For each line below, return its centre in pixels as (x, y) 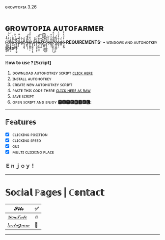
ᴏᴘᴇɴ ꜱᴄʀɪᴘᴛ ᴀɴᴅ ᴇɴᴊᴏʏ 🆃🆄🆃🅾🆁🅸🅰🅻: (52, 102)
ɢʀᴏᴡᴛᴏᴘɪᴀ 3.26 (21, 7)
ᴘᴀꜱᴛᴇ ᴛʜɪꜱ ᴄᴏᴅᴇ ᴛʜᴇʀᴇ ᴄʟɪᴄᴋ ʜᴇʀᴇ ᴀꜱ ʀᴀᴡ (51, 90)
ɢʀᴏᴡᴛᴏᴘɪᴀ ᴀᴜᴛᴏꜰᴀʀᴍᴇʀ (55, 28)
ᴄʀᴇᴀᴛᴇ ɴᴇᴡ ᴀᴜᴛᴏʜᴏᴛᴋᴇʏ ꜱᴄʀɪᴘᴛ (42, 84)
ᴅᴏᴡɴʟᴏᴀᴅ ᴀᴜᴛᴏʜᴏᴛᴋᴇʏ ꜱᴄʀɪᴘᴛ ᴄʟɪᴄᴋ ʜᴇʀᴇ (53, 73)
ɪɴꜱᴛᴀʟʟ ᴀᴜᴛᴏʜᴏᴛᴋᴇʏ (32, 79)
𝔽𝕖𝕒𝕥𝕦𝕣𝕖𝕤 (21, 122)
